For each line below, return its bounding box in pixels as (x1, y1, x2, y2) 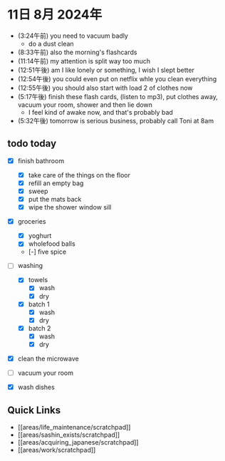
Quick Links (7, 404, 61, 416)
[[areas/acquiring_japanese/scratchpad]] (17, 437, 139, 446)
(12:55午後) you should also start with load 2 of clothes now (17, 83, 194, 92)
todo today (7, 138, 57, 150)
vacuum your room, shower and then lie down (17, 100, 153, 109)
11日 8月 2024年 (7, 6, 103, 23)
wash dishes (17, 383, 55, 392)
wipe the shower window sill (28, 203, 112, 212)
